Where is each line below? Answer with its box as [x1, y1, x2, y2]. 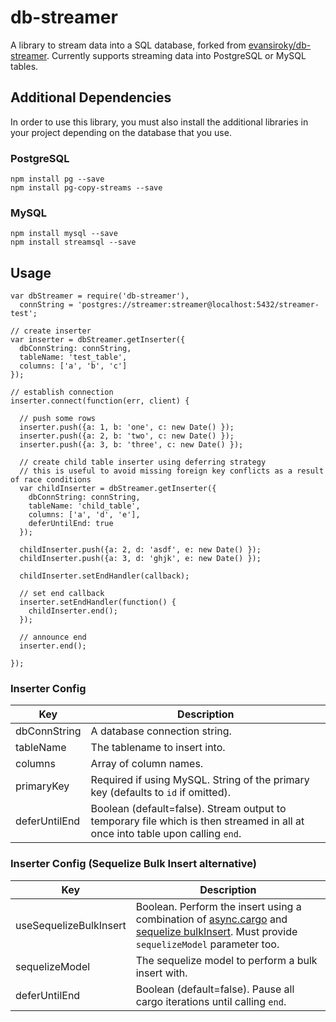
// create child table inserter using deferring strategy [19, 457, 267, 468]
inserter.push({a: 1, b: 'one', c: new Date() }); [19, 422, 235, 433]
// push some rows [19, 414, 97, 424]
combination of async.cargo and [135, 912, 288, 926]
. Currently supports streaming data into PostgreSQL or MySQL [46, 49, 307, 61]
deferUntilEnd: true [28, 519, 114, 529]
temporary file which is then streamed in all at [90, 814, 305, 828]
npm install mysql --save [10, 229, 118, 239]
